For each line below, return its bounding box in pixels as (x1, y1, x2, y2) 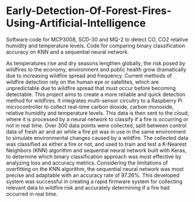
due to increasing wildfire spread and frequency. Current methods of (6, 72, 172, 79)
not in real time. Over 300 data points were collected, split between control (6, 122, 187, 129)
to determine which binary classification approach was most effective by (6, 153, 182, 160)
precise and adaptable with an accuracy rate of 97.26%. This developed (6, 172, 180, 179)
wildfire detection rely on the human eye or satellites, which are (6, 78, 159, 85)
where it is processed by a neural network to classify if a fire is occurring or (6, 115, 189, 122)
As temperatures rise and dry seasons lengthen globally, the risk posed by (6, 60, 186, 67)
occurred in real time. (6, 190, 58, 197)
